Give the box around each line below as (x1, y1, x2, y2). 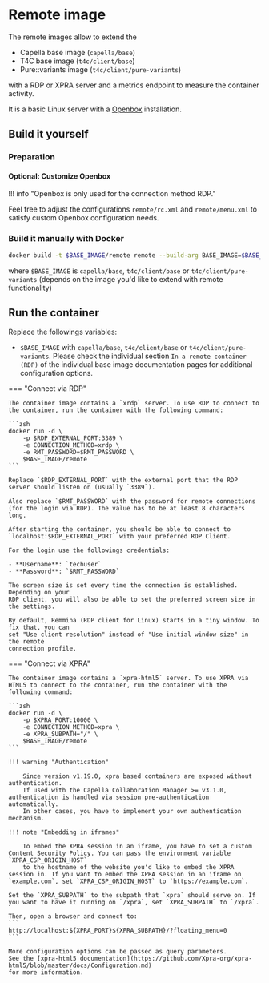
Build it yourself (8, 127, 90, 141)
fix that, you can (8, 623, 70, 632)
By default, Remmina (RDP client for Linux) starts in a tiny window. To (8, 617, 260, 625)
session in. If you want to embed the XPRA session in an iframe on (8, 871, 242, 879)
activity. (8, 88, 34, 98)
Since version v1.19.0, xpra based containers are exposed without (22, 772, 252, 780)
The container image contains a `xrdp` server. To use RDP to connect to (8, 399, 260, 408)
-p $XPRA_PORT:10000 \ (22, 716, 98, 724)
